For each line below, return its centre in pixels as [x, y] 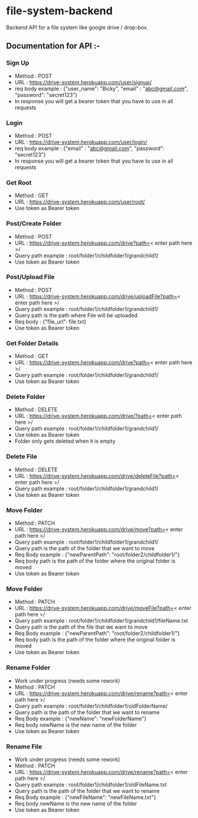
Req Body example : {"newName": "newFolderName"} [80, 718]
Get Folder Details [33, 343]
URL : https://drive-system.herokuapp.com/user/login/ [81, 142]
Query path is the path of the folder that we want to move [85, 548]
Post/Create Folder [34, 224]
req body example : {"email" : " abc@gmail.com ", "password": [89, 148]
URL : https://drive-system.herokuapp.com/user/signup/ [83, 82]
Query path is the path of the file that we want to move [81, 627]
